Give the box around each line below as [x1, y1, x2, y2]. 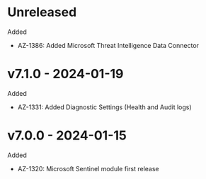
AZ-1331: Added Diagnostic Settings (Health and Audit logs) [17, 103, 193, 111]
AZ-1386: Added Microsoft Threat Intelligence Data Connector [17, 41, 200, 49]
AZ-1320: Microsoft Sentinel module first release [17, 164, 159, 173]
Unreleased [7, 4, 77, 20]
